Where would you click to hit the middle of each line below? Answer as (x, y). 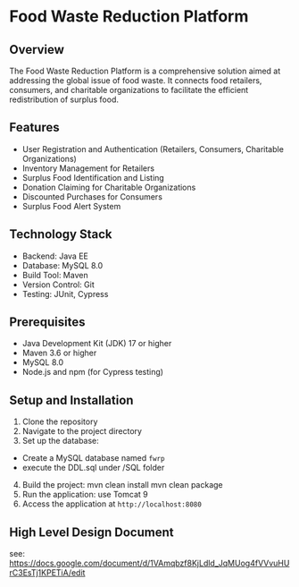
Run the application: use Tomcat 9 (85, 495)
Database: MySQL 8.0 (62, 265)
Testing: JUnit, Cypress (65, 293)
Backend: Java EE (55, 256)
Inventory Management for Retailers (88, 168)
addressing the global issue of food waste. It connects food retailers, (136, 81)
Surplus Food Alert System (71, 206)
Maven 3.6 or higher (59, 353)
